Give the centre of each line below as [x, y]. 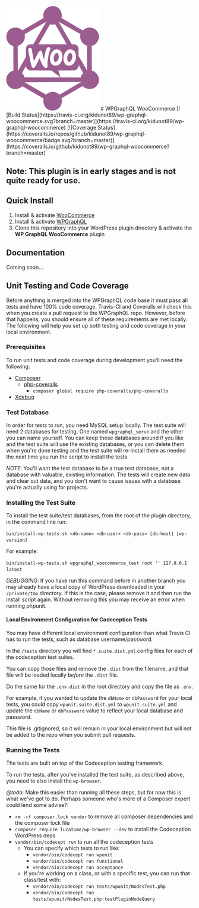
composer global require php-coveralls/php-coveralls [100, 391]
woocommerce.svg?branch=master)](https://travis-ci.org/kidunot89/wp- [95, 121]
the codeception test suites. [40, 657]
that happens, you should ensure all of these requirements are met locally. [97, 319]
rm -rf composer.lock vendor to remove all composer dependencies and [104, 816]
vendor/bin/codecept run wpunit [72, 855]
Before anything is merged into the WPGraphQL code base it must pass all [97, 300]
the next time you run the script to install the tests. [67, 457]
